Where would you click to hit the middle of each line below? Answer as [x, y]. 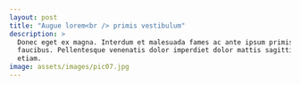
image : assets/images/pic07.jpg [69, 67]
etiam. [29, 58]
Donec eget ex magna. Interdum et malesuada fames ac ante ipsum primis [155, 42]
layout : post [33, 17]
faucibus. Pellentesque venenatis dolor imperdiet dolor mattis [139, 50]
